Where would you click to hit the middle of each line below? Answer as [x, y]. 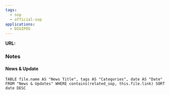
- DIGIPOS [20, 29]
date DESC [16, 88]
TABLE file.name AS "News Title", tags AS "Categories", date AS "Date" [84, 79]
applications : [20, 24]
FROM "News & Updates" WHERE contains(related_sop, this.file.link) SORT [85, 84]
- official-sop [26, 19]
